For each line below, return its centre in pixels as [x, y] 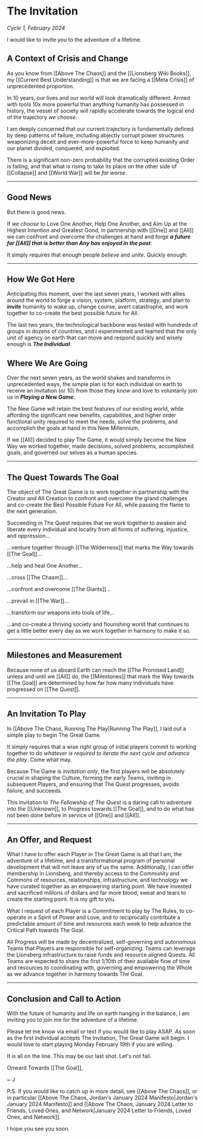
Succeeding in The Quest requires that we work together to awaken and [97, 523]
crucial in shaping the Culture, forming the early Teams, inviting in [89, 777]
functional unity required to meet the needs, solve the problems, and [92, 422]
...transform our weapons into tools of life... [61, 613]
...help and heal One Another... [45, 566]
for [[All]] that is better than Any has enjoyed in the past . [80, 243]
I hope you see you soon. [38, 1129]
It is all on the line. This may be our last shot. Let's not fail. [79, 1056]
